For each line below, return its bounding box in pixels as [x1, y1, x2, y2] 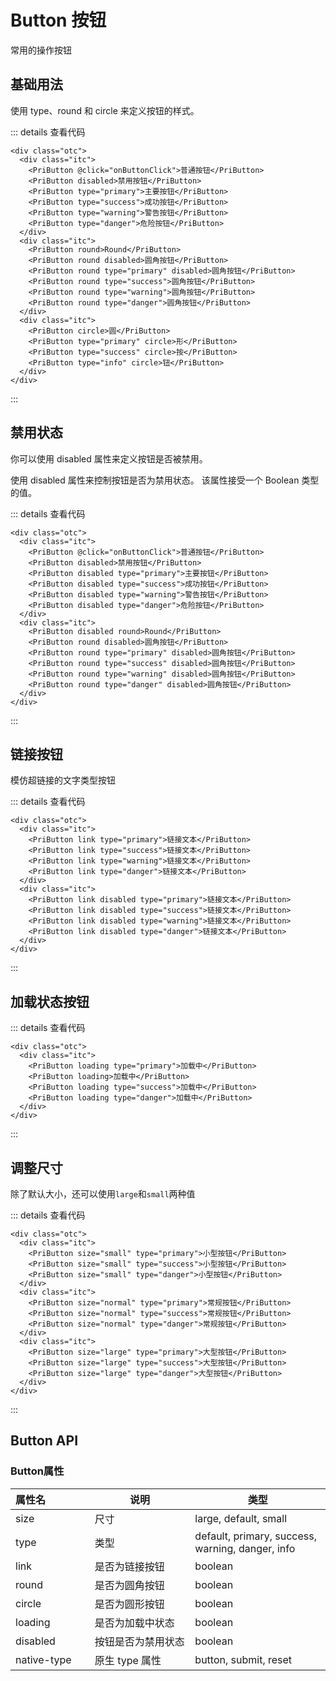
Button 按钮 [10, 9, 107, 32]
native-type [15, 1652, 72, 1666]
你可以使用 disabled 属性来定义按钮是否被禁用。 [10, 452, 208, 465]
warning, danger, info [194, 1541, 296, 1555]
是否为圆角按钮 [94, 1578, 165, 1592]
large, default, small [194, 1511, 288, 1525]
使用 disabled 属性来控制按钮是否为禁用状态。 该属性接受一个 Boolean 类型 [10, 474, 320, 486]
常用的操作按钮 [10, 44, 72, 56]
